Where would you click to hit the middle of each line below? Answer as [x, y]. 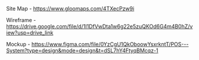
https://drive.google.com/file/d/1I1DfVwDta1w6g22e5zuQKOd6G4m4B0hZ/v [99, 26]
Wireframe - [21, 20]
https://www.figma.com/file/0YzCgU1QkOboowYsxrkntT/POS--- [110, 44]
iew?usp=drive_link [30, 33]
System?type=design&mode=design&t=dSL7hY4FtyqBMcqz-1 [83, 50]
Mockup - [18, 44]
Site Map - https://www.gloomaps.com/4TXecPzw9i [70, 9]
